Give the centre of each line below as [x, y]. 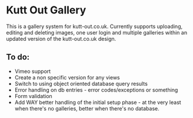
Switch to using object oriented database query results [81, 84]
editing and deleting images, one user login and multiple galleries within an [96, 32]
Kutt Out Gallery [46, 10]
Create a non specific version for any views [67, 77]
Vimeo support [33, 71]
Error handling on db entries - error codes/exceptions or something [96, 90]
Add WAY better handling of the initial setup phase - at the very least [98, 102]
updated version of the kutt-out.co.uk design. [61, 39]
